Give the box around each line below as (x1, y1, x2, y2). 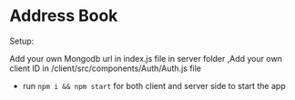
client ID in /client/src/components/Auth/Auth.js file (9, 63, 202, 74)
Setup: (9, 35, 35, 46)
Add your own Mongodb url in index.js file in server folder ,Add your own (9, 53, 282, 64)
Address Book (9, 5, 118, 26)
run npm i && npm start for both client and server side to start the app (22, 80, 286, 91)
